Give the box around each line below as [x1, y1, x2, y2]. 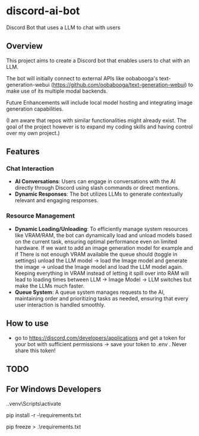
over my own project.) [6, 129, 61, 136]
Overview [6, 41, 43, 51]
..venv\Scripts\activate [6, 400, 61, 407]
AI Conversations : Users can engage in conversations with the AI [14, 178, 176, 185]
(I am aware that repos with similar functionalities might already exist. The [6, 117, 187, 124]
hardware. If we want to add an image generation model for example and [14, 244, 193, 251]
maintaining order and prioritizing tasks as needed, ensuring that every [14, 294, 189, 302]
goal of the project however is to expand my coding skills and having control [6, 123, 193, 130]
